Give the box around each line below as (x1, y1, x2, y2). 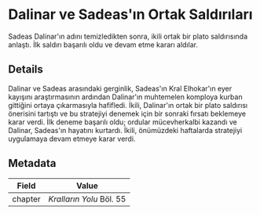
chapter (12, 193, 41, 204)
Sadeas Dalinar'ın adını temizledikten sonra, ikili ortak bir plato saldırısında (8, 32, 248, 41)
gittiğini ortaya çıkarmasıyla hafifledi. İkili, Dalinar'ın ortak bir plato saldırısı (8, 100, 248, 109)
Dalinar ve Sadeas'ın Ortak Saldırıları (8, 6, 253, 24)
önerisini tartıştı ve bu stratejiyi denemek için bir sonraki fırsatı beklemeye (8, 109, 246, 118)
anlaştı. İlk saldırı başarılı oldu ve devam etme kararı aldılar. (8, 39, 199, 49)
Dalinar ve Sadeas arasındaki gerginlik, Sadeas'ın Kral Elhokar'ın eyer (8, 83, 233, 93)
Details (8, 63, 43, 76)
